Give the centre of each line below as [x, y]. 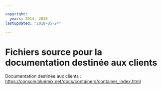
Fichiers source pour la [54, 52]
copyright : [16, 14]
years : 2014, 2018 [29, 19]
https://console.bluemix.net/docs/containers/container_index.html [73, 82]
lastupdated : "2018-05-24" [33, 23]
